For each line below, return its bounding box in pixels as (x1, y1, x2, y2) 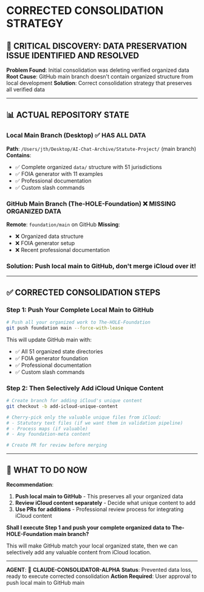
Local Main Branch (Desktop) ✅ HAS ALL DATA (6, 131, 146, 140)
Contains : (6, 151, 32, 159)
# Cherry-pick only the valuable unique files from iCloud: (6, 414, 162, 420)
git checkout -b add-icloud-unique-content (6, 403, 118, 409)
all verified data (6, 86, 46, 93)
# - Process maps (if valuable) (6, 425, 88, 432)
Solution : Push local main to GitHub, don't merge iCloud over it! (6, 262, 196, 270)
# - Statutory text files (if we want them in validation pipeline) (6, 420, 183, 426)
